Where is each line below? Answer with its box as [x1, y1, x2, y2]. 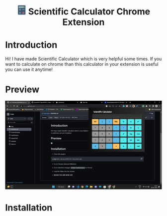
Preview [5, 84, 40, 95]
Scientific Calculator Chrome [28, 6, 151, 17]
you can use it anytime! [5, 66, 53, 72]
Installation [5, 202, 53, 213]
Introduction [5, 39, 58, 51]
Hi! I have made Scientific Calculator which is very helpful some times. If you [5, 56, 162, 62]
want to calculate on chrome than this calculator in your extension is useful [5, 61, 159, 67]
